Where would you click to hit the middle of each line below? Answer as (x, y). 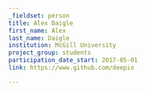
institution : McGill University (62, 45)
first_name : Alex (37, 30)
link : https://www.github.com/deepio (71, 68)
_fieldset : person (39, 16)
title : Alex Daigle (41, 23)
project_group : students (50, 53)
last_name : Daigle (39, 38)
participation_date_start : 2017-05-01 (73, 61)
